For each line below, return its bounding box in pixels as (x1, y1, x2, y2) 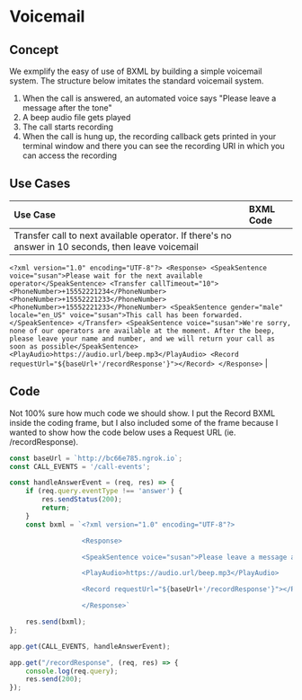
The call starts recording (22, 121, 114, 132)
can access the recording (22, 150, 118, 161)
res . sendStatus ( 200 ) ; (41, 495, 123, 504)
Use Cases (9, 176, 71, 191)
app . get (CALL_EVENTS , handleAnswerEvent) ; (9, 642, 171, 651)
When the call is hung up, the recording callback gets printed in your (22, 131, 277, 141)
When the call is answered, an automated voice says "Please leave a (22, 93, 277, 103)
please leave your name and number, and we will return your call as (9, 334, 276, 343)
